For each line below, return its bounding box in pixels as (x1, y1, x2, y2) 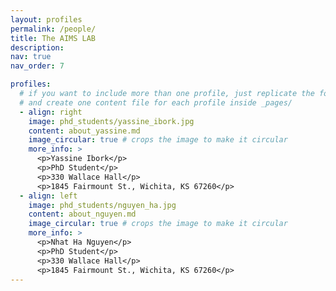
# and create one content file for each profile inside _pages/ (19, 97, 293, 108)
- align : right (19, 107, 83, 117)
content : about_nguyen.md (28, 209, 137, 220)
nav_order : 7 (10, 61, 65, 71)
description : (10, 42, 65, 53)
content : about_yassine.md (28, 126, 141, 136)
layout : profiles (10, 14, 83, 25)
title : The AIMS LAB (10, 33, 97, 43)
